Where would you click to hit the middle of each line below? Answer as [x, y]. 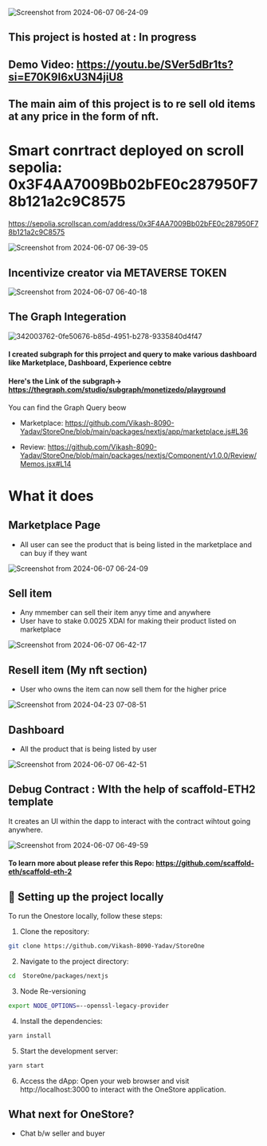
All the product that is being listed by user [88, 749]
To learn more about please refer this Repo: [81, 863]
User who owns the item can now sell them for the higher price [123, 689]
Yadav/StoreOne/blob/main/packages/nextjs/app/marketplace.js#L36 [134, 431]
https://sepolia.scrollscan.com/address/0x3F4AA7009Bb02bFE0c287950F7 [133, 224]
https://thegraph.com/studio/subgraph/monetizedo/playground [117, 389]
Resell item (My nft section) [78, 670]
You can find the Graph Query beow [67, 408]
